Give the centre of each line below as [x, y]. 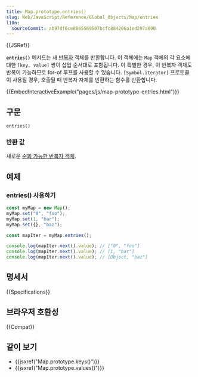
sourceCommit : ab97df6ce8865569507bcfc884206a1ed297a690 [84, 28]
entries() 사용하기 [31, 195]
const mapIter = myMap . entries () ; [49, 235]
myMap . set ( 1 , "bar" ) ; [33, 219]
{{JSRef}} [18, 45]
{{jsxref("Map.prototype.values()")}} [59, 368]
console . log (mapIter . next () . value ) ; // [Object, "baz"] [77, 257]
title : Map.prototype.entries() [46, 12]
